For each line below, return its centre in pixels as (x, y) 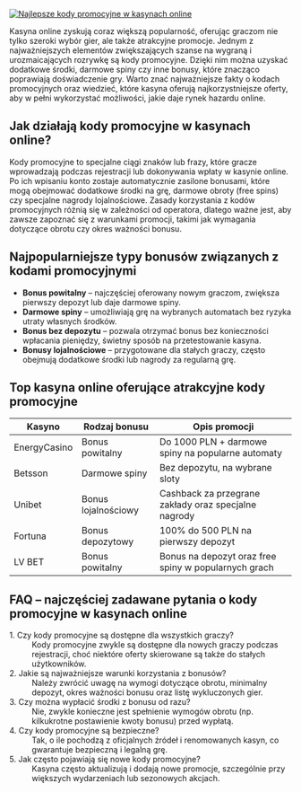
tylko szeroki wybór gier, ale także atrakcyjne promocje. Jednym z (131, 41)
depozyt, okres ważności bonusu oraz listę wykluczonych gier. (147, 692)
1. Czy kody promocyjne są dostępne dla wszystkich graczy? (122, 635)
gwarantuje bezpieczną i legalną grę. (100, 750)
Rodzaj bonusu (116, 427)
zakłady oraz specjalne (208, 505)
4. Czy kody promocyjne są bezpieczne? (84, 731)
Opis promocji (223, 427)
